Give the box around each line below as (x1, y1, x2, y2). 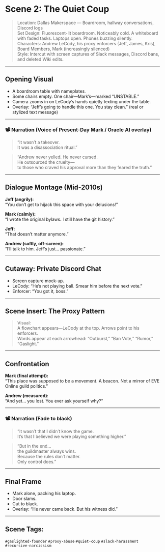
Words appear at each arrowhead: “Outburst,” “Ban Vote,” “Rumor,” (17, 336, 154, 342)
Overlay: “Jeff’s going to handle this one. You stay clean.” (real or (12, 104, 144, 110)
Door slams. (12, 495, 37, 502)
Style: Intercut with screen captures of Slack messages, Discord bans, (17, 51, 160, 57)
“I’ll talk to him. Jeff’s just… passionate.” (5, 246, 86, 252)
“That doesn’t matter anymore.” (5, 231, 69, 237)
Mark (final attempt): (5, 373, 49, 379)
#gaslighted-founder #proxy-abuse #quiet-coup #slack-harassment (5, 539, 139, 544)
